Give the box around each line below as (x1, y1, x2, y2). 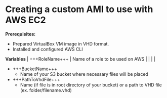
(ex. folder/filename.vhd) (20, 87, 72, 93)
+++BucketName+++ (12, 66, 57, 72)
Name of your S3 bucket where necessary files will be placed (20, 71, 148, 77)
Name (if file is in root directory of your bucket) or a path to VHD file (20, 82, 162, 88)
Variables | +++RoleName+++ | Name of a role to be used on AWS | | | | (5, 56, 155, 62)
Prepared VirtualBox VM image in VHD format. (12, 40, 109, 46)
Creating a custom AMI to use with (5, 4, 153, 15)
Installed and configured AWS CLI (12, 46, 83, 52)
